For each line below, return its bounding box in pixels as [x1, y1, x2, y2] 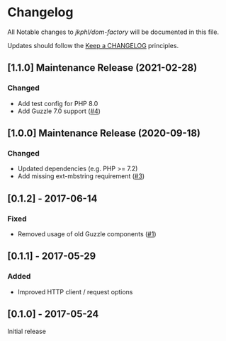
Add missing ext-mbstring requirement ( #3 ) [17, 172, 145, 180]
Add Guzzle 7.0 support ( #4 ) [17, 107, 101, 115]
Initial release [7, 327, 46, 335]
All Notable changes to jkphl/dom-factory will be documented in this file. [7, 28, 220, 36]
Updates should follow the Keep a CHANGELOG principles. [7, 41, 179, 50]
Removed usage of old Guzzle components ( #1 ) [17, 230, 157, 238]
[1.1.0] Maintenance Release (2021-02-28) [7, 62, 198, 74]
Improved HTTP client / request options [17, 287, 133, 296]
